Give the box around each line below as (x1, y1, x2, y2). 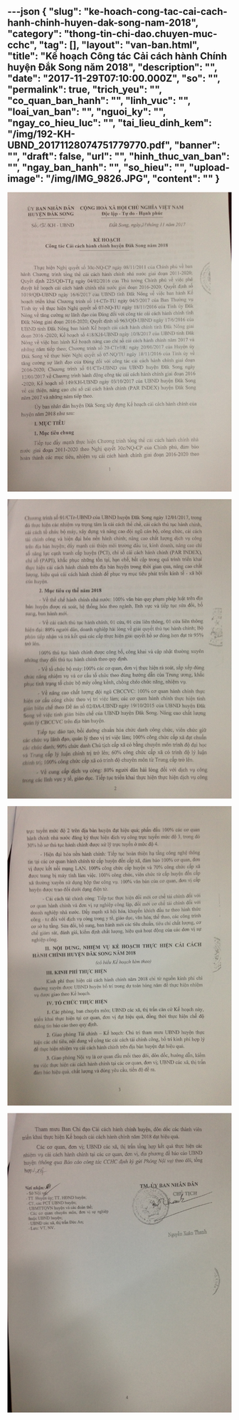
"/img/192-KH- (7, 128, 76, 140)
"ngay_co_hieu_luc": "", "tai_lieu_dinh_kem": (7, 117, 212, 129)
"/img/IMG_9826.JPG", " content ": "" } (45, 173, 221, 185)
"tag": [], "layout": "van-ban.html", (38, 39, 200, 51)
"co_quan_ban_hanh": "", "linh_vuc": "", (7, 95, 191, 107)
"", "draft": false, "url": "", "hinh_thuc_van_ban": (7, 150, 230, 163)
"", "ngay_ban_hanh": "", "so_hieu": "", (7, 162, 187, 174)
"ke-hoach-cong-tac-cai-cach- (83, 6, 228, 18)
